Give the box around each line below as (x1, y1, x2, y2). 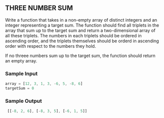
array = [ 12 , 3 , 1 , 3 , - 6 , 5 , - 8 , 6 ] (5, 81, 83, 87)
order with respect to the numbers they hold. (5, 43, 96, 49)
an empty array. (5, 58, 38, 63)
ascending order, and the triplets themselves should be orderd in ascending (5, 38, 159, 44)
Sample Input (5, 70, 38, 77)
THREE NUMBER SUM (5, 4, 73, 12)
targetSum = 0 (5, 86, 35, 90)
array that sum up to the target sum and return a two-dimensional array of (5, 27, 156, 33)
